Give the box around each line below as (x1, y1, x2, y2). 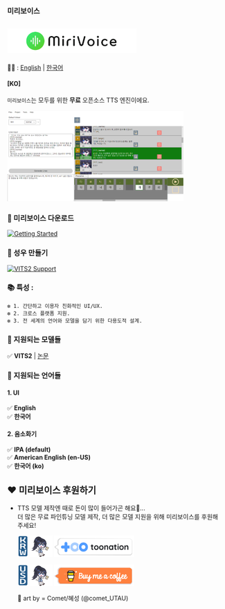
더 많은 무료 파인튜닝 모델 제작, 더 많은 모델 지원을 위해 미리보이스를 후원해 (17, 513, 219, 521)
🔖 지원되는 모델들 (7, 334, 61, 344)
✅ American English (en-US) (7, 453, 91, 462)
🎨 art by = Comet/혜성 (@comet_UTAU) (17, 594, 129, 603)
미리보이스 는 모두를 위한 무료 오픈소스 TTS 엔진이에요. (7, 96, 150, 104)
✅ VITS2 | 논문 (7, 352, 49, 360)
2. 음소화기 (7, 429, 37, 438)
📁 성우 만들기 (7, 248, 48, 258)
